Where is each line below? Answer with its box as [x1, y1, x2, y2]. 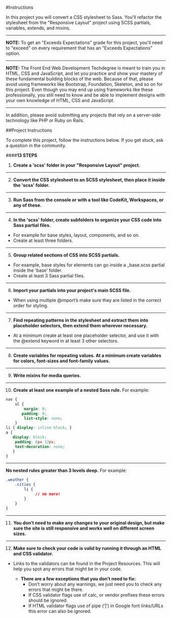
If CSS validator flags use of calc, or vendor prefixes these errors [28, 592, 164, 598]
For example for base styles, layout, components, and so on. [13, 232, 140, 238]
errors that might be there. [28, 586, 84, 593]
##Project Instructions [6, 127, 52, 133]
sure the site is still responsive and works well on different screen [13, 525, 154, 531]
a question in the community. [6, 142, 66, 148]
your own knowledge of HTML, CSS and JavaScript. [6, 98, 115, 103]
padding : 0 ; [21, 411, 47, 416]
